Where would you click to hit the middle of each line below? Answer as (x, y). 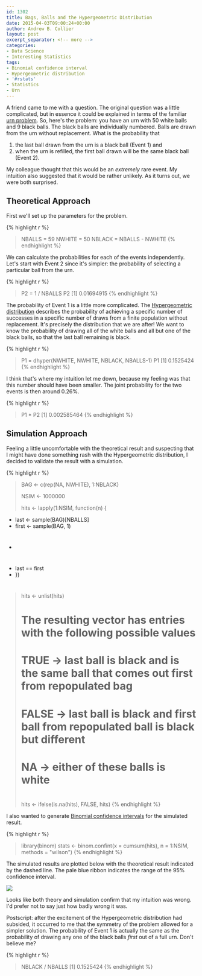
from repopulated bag (77, 686)
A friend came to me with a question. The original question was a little (93, 107)
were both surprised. (32, 182)
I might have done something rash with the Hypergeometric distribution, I (97, 455)
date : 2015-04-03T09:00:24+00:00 (48, 23)
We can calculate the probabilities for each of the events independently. (96, 257)
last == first (29, 568)
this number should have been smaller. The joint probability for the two (94, 385)
